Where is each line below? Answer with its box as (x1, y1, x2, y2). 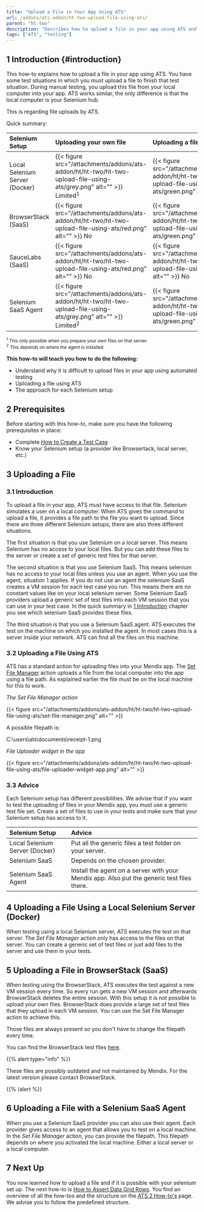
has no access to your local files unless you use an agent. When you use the (6, 570, 198, 577)
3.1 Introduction (6, 487, 53, 496)
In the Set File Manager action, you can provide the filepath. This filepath (6, 1132, 189, 1140)
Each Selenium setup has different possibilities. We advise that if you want (6, 795, 192, 802)
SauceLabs (9, 253, 41, 262)
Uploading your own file (55, 138, 126, 146)
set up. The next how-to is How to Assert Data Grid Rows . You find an (6, 1185, 181, 1193)
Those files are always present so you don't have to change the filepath (6, 1026, 186, 1033)
